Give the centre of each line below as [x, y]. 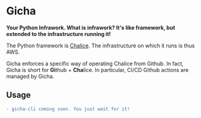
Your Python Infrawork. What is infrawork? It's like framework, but [91, 28]
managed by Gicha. [30, 76]
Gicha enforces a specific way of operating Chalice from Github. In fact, [95, 63]
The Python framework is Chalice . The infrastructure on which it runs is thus [100, 46]
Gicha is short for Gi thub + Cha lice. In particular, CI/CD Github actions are [97, 69]
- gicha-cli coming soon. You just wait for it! [68, 109]
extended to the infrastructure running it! [58, 34]
